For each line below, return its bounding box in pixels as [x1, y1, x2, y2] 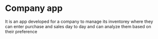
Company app [5, 3, 63, 14]
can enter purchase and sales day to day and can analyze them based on [5, 23, 151, 29]
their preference [5, 29, 37, 34]
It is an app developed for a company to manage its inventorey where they [5, 19, 154, 24]
